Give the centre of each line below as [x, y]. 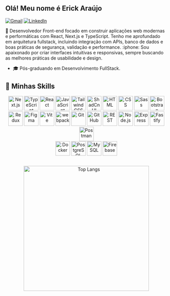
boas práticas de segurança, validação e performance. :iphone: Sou [77, 47]
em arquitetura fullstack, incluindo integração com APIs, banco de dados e [84, 42]
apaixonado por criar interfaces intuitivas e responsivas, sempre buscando [84, 52]
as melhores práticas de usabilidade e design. [54, 58]
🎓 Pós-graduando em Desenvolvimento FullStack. [67, 68]
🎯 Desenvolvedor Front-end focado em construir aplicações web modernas [85, 31]
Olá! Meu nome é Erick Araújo [54, 8]
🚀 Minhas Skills [30, 86]
